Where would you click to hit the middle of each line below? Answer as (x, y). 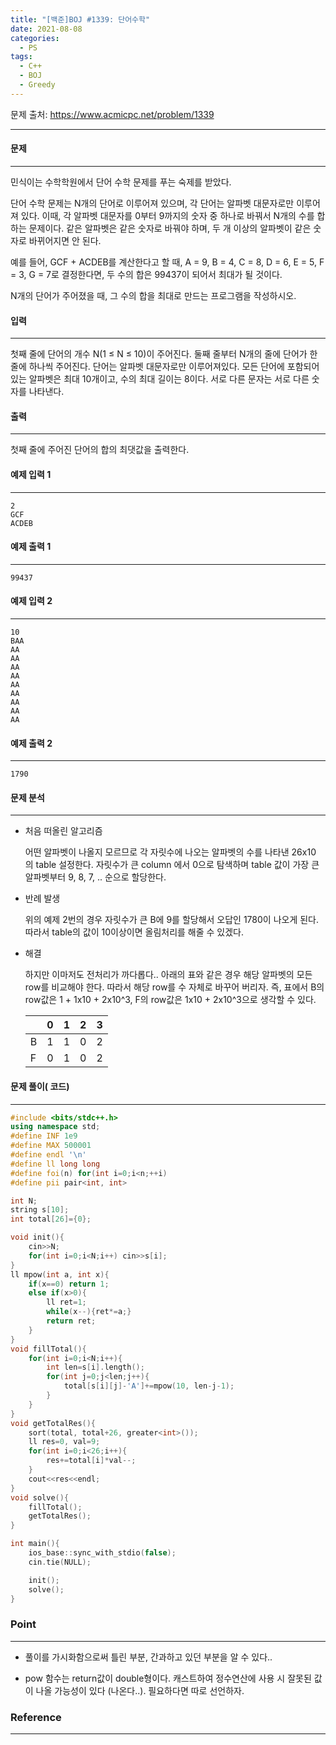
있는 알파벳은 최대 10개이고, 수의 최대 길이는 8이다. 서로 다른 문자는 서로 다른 (160, 379)
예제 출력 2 (31, 743)
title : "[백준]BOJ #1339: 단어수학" (80, 19)
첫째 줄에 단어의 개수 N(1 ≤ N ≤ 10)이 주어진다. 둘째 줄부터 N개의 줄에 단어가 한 (164, 354)
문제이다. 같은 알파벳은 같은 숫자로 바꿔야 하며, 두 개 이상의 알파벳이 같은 (170, 228)
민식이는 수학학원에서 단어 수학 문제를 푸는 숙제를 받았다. (121, 182)
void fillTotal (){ (48, 1349)
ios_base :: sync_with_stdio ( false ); (102, 1553)
